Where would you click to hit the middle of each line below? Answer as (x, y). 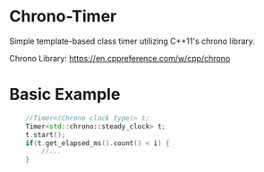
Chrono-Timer (63, 16)
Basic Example (65, 94)
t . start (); (46, 135)
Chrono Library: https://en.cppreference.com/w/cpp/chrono (120, 58)
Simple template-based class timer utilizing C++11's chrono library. (132, 41)
